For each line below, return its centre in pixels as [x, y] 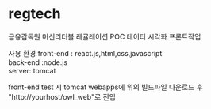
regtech [35, 14]
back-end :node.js [38, 62]
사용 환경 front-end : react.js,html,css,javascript [85, 53]
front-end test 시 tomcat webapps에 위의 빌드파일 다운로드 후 [106, 87]
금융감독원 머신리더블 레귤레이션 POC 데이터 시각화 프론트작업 [105, 36]
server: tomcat [32, 70]
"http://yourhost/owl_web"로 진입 [62, 96]
